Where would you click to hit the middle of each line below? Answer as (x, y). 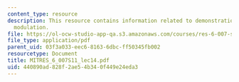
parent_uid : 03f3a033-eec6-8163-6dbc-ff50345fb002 (84, 47)
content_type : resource (43, 14)
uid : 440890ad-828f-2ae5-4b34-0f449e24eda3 (73, 67)
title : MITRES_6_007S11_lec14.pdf (59, 61)
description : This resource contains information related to (100, 21)
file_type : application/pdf (49, 41)
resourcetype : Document (43, 54)
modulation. (32, 27)
